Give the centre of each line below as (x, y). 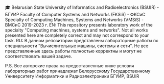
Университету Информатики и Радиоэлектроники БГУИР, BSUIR (72, 76)
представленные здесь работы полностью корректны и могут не (73, 51)
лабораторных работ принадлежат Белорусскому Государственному (78, 71)
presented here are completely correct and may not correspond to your (77, 35)
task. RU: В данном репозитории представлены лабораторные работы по (82, 41)
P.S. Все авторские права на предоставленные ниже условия (70, 66)
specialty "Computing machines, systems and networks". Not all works (77, 30)
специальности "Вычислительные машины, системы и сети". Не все (77, 46)
